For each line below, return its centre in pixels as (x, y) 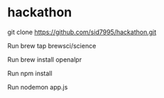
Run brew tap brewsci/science (52, 45)
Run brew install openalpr (45, 59)
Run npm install (30, 73)
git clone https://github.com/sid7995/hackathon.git (82, 32)
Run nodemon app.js (38, 87)
